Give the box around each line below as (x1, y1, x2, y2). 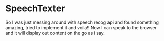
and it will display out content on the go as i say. (5, 30, 105, 36)
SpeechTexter (5, 3, 65, 14)
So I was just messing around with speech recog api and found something (5, 19, 159, 25)
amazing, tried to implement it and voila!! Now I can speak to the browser (5, 24, 157, 30)
